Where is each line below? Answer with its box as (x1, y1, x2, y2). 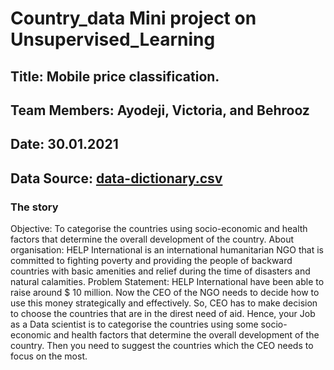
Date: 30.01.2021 (10, 136, 119, 153)
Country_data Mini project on (10, 7, 257, 30)
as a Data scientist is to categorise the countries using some (10, 318, 259, 331)
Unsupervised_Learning (10, 28, 216, 51)
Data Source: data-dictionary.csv (10, 170, 223, 187)
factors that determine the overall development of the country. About (10, 233, 295, 246)
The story (10, 200, 59, 214)
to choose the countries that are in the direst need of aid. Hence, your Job (10, 308, 316, 320)
